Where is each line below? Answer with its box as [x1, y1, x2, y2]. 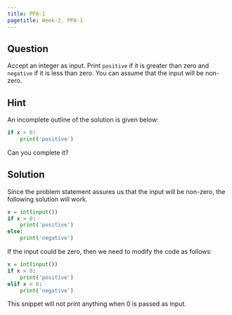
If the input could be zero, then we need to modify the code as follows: [7, 247, 212, 256]
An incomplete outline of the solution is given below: [7, 115, 160, 124]
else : [7, 228, 23, 236]
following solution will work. [7, 195, 88, 203]
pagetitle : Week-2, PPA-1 [7, 17, 83, 24]
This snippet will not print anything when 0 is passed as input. [7, 300, 186, 308]
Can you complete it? [7, 148, 69, 157]
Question [7, 43, 49, 55]
